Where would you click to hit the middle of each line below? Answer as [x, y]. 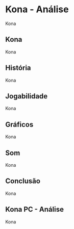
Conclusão [23, 181]
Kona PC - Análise [34, 209]
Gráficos [19, 124]
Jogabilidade [27, 96]
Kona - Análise [37, 9]
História [18, 68]
